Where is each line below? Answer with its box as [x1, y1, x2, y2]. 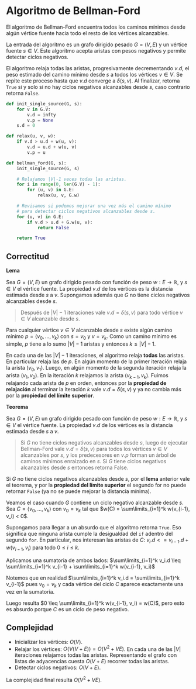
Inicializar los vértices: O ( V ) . [14, 638, 83, 645]
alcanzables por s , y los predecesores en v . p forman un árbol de [20, 452, 177, 459]
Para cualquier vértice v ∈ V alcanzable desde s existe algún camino [6, 326, 173, 334]
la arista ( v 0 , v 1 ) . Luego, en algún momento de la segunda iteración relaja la [6, 364, 187, 373]
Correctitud [6, 252, 50, 261]
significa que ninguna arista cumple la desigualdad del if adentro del [6, 530, 173, 538]
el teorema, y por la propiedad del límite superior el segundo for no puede [6, 481, 187, 488]
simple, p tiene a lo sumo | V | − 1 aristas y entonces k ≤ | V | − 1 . [6, 340, 156, 347]
